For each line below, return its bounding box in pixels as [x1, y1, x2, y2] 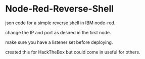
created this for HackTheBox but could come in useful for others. [5, 49, 140, 55]
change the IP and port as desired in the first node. [5, 29, 111, 35]
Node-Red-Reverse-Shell [5, 3, 114, 15]
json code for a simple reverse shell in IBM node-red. [5, 20, 116, 26]
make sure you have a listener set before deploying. [5, 39, 113, 45]
